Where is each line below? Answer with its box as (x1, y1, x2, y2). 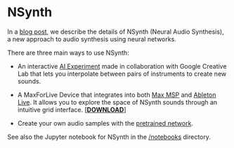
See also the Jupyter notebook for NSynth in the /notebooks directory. (7, 133, 211, 141)
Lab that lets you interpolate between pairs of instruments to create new (17, 69, 227, 78)
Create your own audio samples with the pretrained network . (17, 119, 193, 127)
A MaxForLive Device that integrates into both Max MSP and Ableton (17, 90, 216, 99)
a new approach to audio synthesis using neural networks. (7, 34, 177, 43)
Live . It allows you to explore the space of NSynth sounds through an (17, 97, 218, 106)
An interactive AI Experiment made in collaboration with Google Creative (17, 62, 227, 70)
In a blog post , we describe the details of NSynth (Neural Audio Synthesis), (7, 27, 225, 36)
